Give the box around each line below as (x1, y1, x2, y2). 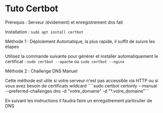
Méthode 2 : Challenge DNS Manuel (5, 68, 78, 74)
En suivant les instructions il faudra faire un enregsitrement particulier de (5, 97, 152, 104)
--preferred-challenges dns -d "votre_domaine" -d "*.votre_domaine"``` (5, 88, 150, 94)
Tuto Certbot (5, 3, 58, 14)
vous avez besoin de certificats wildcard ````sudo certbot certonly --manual (5, 82, 157, 89)
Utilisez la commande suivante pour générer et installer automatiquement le (5, 53, 158, 59)
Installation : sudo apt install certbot (5, 29, 83, 35)
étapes (5, 43, 19, 49)
